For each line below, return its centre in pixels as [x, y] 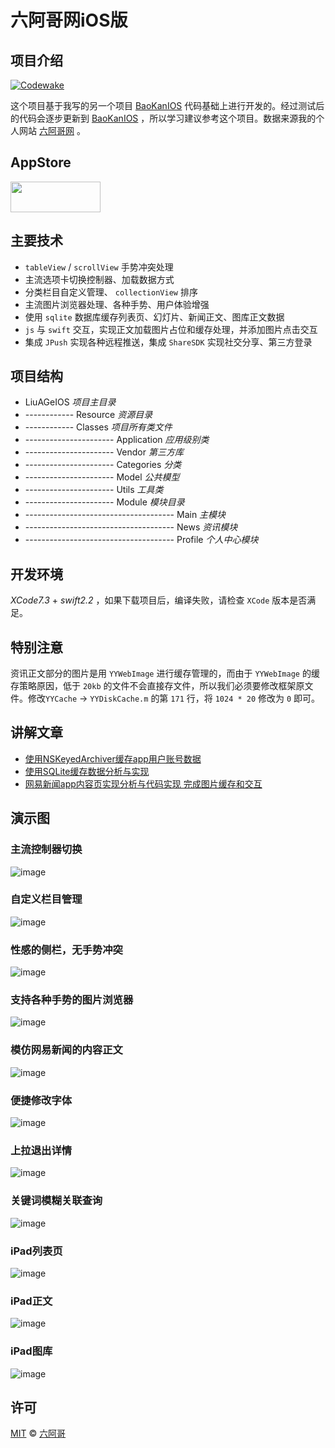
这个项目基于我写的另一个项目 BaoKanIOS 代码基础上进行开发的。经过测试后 [167, 105]
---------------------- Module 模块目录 [104, 502]
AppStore [41, 162]
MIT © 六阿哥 [38, 1433]
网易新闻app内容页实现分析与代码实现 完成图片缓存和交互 [143, 783]
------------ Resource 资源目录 [88, 415]
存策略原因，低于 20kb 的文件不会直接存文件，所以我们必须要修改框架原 [157, 686]
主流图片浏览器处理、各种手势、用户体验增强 [117, 304]
